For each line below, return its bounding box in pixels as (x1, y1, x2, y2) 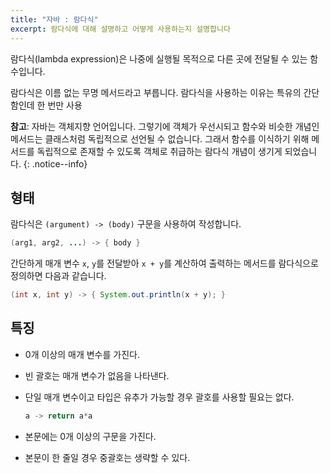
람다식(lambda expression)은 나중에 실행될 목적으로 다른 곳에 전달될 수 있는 (10, 52, 308, 65)
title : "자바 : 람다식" (10, 14, 99, 25)
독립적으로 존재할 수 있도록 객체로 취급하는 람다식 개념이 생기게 (36, 145, 283, 157)
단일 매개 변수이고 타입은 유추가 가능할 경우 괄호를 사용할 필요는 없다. (24, 391, 295, 403)
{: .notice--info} (23, 157, 88, 170)
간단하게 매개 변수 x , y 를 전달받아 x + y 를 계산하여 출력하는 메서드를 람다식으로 (10, 257, 319, 270)
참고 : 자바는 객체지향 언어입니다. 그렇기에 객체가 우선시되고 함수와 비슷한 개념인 (10, 120, 320, 132)
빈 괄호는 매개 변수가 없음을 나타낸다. (24, 369, 170, 381)
